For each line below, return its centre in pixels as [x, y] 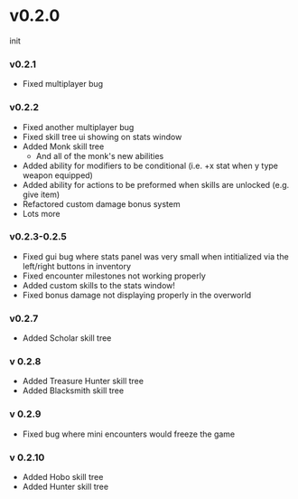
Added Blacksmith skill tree [73, 391]
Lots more [41, 213]
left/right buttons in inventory [77, 266]
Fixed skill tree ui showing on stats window [102, 137]
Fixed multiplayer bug [63, 84]
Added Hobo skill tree [63, 477]
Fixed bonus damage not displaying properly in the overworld [137, 295]
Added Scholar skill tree [67, 338]
